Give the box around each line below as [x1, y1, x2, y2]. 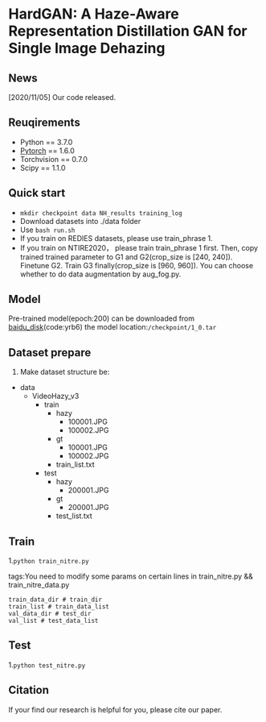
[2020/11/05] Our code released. [8, 93, 117, 102]
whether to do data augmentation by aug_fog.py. [19, 269, 182, 279]
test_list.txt [55, 511, 92, 521]
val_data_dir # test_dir [8, 610, 92, 618]
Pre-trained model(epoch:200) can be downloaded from [8, 313, 195, 323]
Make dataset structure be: [19, 367, 110, 377]
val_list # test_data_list [8, 617, 99, 625]
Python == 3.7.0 [19, 137, 73, 147]
